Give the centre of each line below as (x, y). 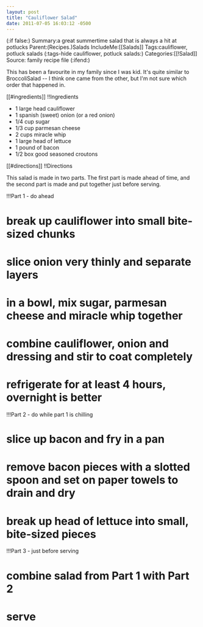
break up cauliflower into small (86, 221)
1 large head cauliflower (45, 109)
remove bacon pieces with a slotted (98, 467)
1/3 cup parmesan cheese (48, 128)
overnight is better (54, 398)
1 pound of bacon (37, 148)
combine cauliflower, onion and (87, 344)
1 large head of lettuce (43, 141)
